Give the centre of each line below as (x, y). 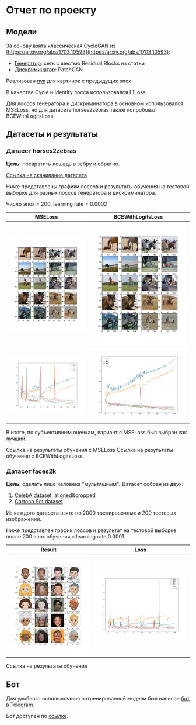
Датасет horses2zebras (41, 151)
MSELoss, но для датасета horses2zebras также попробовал (81, 110)
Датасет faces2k (31, 471)
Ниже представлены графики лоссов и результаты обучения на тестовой (98, 186)
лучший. (16, 439)
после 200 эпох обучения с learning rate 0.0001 (65, 537)
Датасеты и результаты (52, 134)
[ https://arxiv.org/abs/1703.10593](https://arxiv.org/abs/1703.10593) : (88, 52)
